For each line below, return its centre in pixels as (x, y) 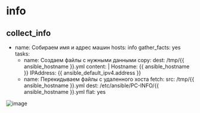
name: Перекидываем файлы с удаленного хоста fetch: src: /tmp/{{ (109, 79)
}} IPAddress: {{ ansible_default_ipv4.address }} (82, 73)
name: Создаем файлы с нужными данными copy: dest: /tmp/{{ (104, 60)
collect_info (29, 33)
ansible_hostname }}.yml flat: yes (65, 92)
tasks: (22, 54)
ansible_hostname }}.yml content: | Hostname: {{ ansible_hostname (107, 66)
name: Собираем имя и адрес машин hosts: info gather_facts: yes (98, 47)
